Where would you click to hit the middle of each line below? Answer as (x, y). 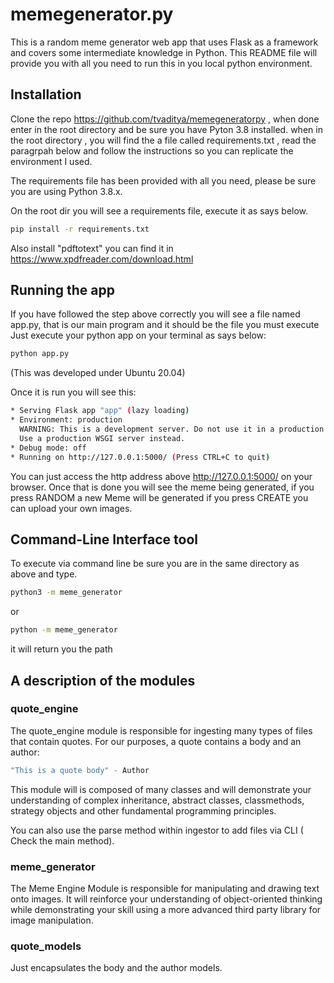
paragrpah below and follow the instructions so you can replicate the (152, 150)
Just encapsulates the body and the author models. (116, 968)
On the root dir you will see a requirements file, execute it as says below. (159, 210)
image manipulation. (52, 920)
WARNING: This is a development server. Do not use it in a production (172, 429)
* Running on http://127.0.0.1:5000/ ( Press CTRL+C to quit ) (140, 457)
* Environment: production (66, 420)
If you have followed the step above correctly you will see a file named (155, 314)
